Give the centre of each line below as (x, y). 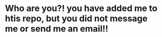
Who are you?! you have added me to (81, 8)
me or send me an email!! (57, 29)
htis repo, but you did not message (76, 18)
